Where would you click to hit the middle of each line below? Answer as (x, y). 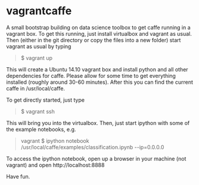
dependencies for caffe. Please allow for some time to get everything (91, 76)
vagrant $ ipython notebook (55, 140)
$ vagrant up (36, 58)
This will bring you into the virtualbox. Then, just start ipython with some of (98, 123)
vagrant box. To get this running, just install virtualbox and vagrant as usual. (99, 33)
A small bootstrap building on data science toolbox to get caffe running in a (98, 27)
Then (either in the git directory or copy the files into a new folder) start (94, 40)
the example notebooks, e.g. (41, 129)
